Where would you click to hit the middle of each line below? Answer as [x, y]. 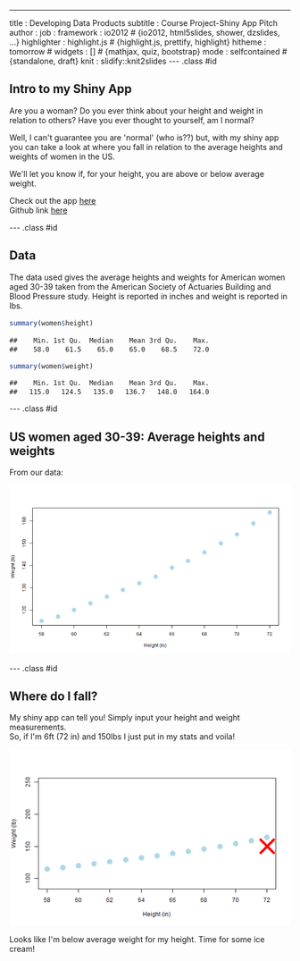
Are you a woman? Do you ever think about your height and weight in [136, 110]
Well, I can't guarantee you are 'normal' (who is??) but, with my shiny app [144, 137]
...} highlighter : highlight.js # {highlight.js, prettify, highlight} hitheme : [138, 42]
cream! [22, 949]
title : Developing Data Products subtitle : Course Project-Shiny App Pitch [144, 23]
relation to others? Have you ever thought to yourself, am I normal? [132, 120]
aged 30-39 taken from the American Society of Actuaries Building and [140, 286]
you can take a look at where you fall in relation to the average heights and [146, 147]
